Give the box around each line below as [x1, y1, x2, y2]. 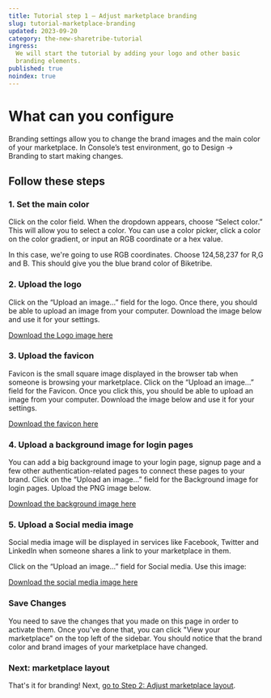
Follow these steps [8, 174, 105, 188]
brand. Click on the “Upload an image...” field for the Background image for [8, 475, 259, 484]
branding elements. [15, 57, 82, 66]
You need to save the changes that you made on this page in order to [8, 616, 239, 626]
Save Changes [8, 598, 67, 609]
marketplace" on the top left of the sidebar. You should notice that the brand [8, 633, 263, 643]
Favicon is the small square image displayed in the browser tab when [8, 368, 239, 378]
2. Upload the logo [8, 279, 83, 290]
